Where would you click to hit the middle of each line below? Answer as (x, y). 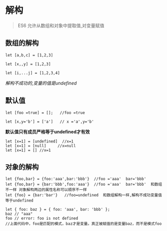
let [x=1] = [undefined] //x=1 (39, 141)
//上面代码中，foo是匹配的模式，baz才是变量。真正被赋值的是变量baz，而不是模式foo (83, 224)
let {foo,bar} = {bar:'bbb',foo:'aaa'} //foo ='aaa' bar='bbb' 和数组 (84, 184)
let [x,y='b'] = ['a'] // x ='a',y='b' (50, 122)
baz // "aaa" (19, 214)
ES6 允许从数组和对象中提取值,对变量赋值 (61, 25)
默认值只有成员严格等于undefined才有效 (47, 132)
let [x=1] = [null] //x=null (41, 146)
